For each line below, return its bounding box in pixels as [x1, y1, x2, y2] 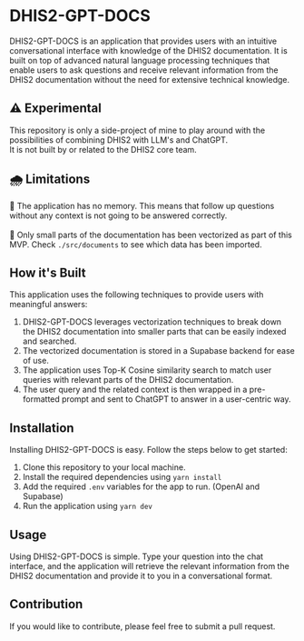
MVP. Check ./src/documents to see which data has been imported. [9, 238, 262, 250]
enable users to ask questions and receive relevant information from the [9, 65, 279, 75]
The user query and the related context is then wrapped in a [22, 384, 248, 396]
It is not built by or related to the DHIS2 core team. [9, 144, 197, 155]
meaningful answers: [9, 299, 88, 310]
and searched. [22, 336, 77, 346]
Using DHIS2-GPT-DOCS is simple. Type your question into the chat [9, 551, 264, 562]
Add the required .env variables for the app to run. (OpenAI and [22, 481, 260, 492]
